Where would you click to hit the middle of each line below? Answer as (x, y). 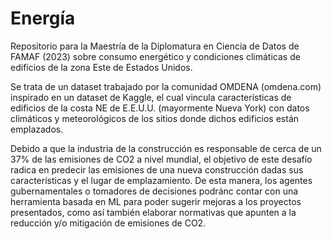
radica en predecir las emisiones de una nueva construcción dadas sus (157, 169)
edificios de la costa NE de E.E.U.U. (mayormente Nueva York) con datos (160, 108)
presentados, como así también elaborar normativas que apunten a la (153, 212)
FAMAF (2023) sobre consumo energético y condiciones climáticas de (155, 56)
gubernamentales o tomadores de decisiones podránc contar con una (154, 191)
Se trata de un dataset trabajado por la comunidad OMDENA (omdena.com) (166, 86)
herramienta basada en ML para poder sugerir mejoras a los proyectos (156, 201)
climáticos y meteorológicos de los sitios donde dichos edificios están (155, 118)
